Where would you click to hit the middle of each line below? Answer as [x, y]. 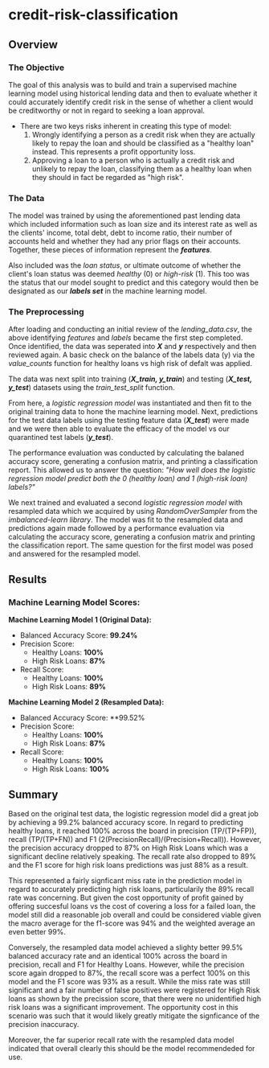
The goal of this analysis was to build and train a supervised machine [122, 84]
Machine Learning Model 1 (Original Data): [80, 620]
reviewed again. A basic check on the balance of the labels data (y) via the [132, 355]
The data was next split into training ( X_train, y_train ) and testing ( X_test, [130, 379]
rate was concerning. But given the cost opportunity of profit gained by [126, 898]
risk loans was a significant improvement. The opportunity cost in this [123, 1007]
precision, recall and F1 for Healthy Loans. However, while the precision [126, 964]
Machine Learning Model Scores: [74, 602]
